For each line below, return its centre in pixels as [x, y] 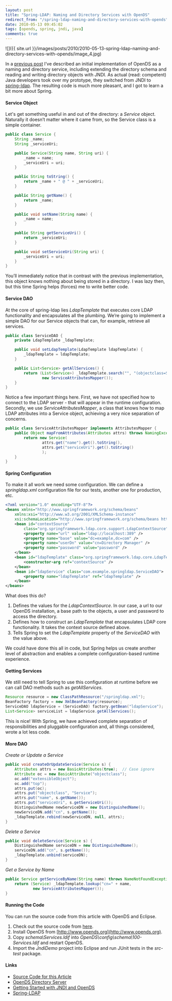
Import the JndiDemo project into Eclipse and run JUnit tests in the [83, 948]
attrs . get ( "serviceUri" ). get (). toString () [88, 447]
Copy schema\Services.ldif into [46, 937]
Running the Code [25, 905]
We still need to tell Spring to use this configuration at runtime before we [82, 682]
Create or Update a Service [34, 755]
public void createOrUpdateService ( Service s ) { [58, 765]
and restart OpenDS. [62, 943]
